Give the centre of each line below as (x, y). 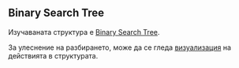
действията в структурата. (53, 55)
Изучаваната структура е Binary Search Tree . (84, 32)
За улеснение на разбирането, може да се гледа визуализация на (119, 47)
